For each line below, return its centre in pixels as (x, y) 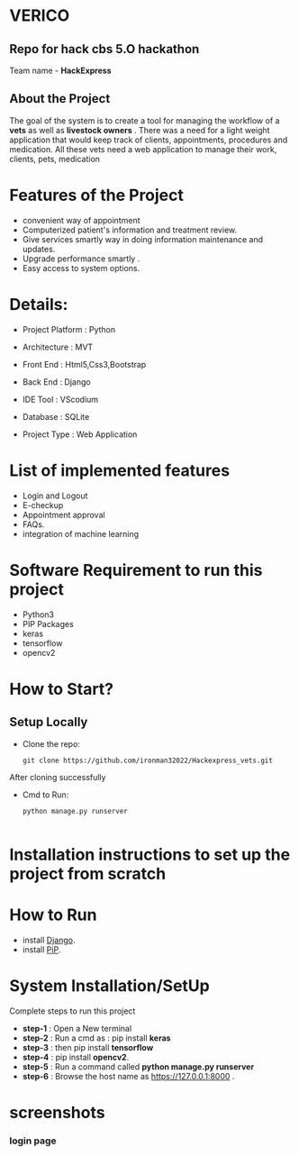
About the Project (60, 99)
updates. (39, 249)
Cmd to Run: (45, 795)
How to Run (53, 915)
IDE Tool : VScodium (60, 399)
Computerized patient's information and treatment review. (129, 230)
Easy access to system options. (81, 268)
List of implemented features (120, 470)
